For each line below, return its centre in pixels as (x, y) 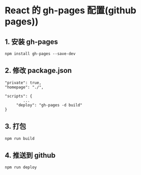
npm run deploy (21, 167)
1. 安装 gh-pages (31, 42)
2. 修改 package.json (38, 71)
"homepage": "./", (24, 87)
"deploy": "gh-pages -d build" (49, 105)
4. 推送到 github (30, 155)
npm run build (20, 138)
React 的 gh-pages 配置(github (71, 10)
